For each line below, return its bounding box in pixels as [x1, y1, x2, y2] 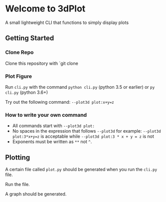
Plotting [5, 153, 30, 162]
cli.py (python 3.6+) [5, 89, 48, 95]
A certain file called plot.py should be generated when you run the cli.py [5, 167, 158, 173]
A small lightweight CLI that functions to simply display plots [5, 19, 129, 25]
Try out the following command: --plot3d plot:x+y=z [5, 99, 115, 105]
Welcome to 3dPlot [5, 3, 86, 14]
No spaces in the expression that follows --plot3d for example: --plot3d [12, 128, 161, 134]
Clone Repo [5, 49, 34, 56]
